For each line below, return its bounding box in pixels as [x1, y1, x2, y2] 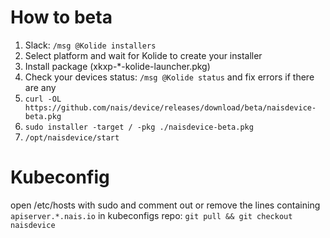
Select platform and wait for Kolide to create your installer [24, 49, 263, 61]
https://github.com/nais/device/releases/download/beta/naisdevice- [24, 102, 317, 113]
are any [24, 81, 57, 93]
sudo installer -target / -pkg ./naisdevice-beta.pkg [24, 122, 254, 132]
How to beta [10, 6, 113, 29]
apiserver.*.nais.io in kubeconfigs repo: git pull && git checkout [10, 209, 293, 221]
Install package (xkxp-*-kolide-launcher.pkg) [24, 60, 211, 72]
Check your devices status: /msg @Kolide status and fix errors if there [24, 71, 315, 83]
